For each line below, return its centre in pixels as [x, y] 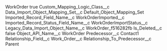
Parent [12, 44]
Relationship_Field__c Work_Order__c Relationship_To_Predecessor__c [78, 39]
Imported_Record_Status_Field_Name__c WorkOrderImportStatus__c [77, 23]
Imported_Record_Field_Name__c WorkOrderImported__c [65, 17]
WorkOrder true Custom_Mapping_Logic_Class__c [58, 7]
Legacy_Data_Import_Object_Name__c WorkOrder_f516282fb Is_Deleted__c [84, 28]
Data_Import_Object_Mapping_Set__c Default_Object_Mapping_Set [75, 12]
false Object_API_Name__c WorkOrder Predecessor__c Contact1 [72, 33]
